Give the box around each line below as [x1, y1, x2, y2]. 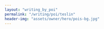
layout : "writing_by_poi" [4, 7, 58, 12]
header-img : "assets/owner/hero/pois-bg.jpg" [4, 16, 100, 21]
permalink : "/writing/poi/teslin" [4, 12, 76, 17]
